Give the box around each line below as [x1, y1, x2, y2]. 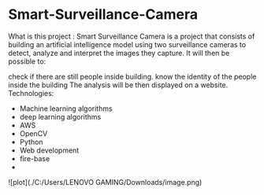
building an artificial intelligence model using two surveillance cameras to [8, 39, 247, 49]
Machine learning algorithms [19, 104, 113, 113]
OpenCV [19, 128, 48, 138]
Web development [19, 145, 80, 155]
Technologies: [8, 88, 54, 97]
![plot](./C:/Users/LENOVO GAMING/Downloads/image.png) [8, 177, 203, 186]
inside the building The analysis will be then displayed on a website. [8, 80, 229, 90]
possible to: [8, 57, 46, 66]
